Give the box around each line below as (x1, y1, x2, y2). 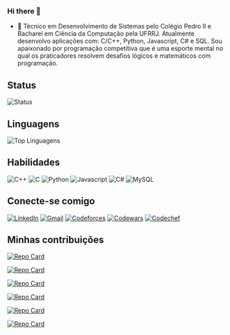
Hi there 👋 (7, 6, 42, 16)
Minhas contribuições (7, 233, 104, 246)
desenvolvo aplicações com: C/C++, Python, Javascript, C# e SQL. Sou (17, 37, 222, 45)
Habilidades (7, 157, 60, 169)
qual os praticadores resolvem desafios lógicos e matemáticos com (17, 52, 211, 60)
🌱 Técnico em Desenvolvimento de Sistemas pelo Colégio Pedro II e (17, 22, 212, 31)
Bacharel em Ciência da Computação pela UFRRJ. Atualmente (17, 29, 195, 38)
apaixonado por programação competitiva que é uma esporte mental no (17, 45, 224, 53)
